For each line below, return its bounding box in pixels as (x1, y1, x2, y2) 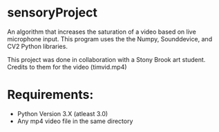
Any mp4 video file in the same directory (17, 117, 133, 125)
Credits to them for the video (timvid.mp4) (7, 63, 127, 71)
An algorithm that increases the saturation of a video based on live (7, 27, 197, 36)
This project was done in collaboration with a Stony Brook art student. (7, 55, 206, 63)
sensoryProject (7, 5, 98, 21)
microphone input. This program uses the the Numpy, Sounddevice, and (7, 34, 213, 43)
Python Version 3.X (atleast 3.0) (17, 109, 108, 118)
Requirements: (7, 87, 94, 102)
